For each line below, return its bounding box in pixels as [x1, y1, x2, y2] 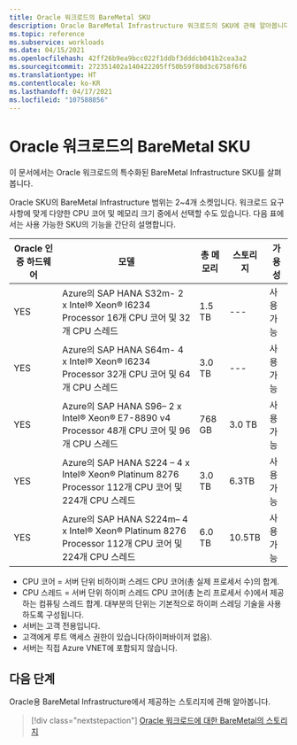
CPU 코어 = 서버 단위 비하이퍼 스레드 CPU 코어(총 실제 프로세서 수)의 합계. [21, 577, 280, 587]
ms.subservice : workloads [9, 37, 104, 47]
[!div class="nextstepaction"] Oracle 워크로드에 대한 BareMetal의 [30, 715, 264, 726]
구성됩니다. [45, 609, 84, 620]
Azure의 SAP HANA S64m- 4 [61, 344, 184, 356]
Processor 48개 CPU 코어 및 [61, 424, 177, 437]
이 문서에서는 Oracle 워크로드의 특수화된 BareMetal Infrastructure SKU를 [9, 167, 265, 178]
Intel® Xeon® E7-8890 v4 [61, 412, 171, 424]
